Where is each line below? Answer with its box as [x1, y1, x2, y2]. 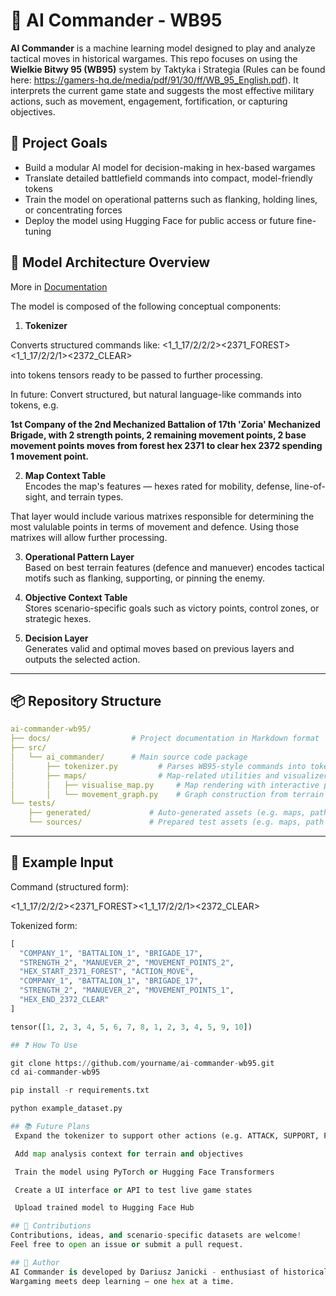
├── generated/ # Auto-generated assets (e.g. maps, [28, 808, 307, 818]
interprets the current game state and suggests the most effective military [10, 84, 315, 96]
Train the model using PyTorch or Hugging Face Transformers [14, 1167, 275, 1177]
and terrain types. [49, 490, 124, 503]
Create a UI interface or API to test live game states [14, 1185, 253, 1195]
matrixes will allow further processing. [10, 531, 168, 543]
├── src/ [10, 743, 47, 753]
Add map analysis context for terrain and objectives [14, 1149, 244, 1159]
